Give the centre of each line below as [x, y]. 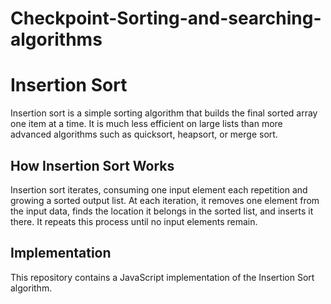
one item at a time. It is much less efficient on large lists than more [146, 124]
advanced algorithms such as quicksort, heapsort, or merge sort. [144, 134]
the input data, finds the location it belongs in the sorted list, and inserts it [162, 211]
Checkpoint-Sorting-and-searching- [166, 18]
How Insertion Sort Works [92, 165]
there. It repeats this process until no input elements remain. [134, 221]
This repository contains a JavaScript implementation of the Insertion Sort [162, 277]
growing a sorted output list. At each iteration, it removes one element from [165, 200]
